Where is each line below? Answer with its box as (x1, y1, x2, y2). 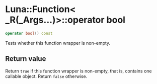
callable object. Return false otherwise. (5, 73, 88, 79)
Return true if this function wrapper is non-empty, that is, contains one (5, 68, 152, 74)
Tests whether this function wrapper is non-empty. (5, 40, 111, 46)
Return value (5, 54, 46, 63)
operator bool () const (5, 31, 53, 36)
